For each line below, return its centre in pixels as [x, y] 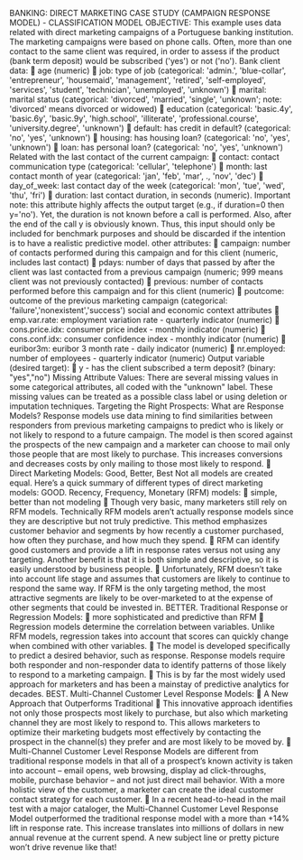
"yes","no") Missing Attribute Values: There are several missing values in [144, 377]
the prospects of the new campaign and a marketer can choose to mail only [150, 444]
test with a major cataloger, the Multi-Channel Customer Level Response [144, 809]
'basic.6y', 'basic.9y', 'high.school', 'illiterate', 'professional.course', [134, 118]
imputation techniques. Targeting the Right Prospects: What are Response [147, 406]
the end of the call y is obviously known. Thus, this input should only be [142, 224]
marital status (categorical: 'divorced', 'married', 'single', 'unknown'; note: [146, 99]
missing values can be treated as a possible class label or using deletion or [148, 397]
